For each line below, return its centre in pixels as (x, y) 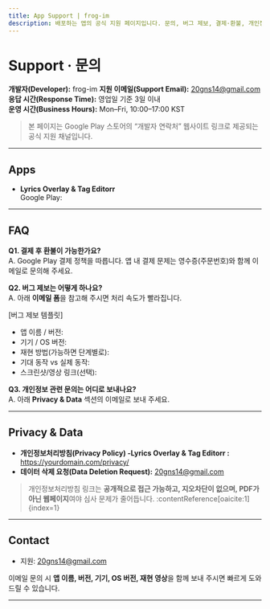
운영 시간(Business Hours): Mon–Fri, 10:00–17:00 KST (97, 109)
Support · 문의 (55, 65)
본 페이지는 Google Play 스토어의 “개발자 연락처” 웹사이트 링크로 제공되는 (143, 126)
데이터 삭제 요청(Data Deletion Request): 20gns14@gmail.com (122, 472)
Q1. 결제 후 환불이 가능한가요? (55, 251)
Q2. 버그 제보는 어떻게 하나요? (55, 288)
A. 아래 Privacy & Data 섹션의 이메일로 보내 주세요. (89, 399)
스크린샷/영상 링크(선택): (58, 372)
